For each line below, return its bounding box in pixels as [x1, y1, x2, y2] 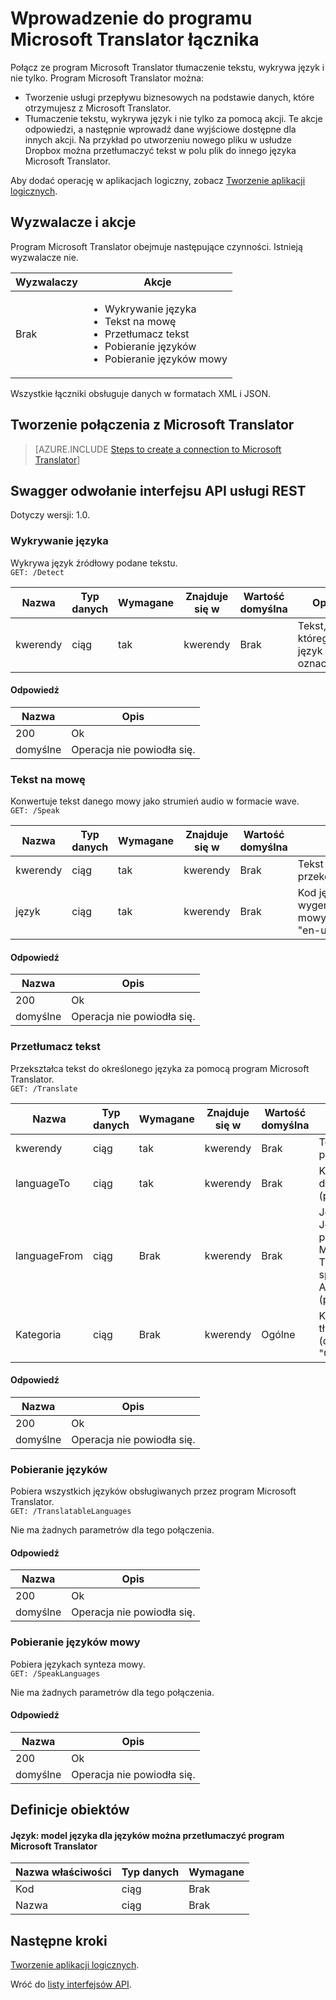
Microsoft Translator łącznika [10, 28, 260, 51]
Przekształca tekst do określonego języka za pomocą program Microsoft [10, 1062, 310, 1074]
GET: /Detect [10, 567, 65, 577]
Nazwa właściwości [15, 1865, 112, 1879]
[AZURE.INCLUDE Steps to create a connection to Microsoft [34, 443, 282, 455]
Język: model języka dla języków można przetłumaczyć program [10, 1829, 285, 1841]
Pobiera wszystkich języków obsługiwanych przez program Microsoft [10, 1485, 297, 1497]
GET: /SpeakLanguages [10, 1668, 101, 1679]
